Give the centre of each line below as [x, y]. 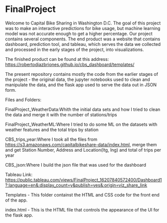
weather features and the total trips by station [52, 129]
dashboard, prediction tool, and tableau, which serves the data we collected [83, 44]
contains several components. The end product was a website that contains [83, 39]
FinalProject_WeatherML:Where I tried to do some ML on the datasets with [81, 124]
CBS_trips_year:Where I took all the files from [51, 139]
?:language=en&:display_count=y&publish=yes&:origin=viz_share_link [76, 185]
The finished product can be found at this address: [57, 59]
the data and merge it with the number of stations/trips [61, 114]
